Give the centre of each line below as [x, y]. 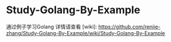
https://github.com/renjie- [129, 26]
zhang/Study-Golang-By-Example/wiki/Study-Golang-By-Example [85, 33]
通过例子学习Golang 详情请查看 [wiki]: [52, 26]
